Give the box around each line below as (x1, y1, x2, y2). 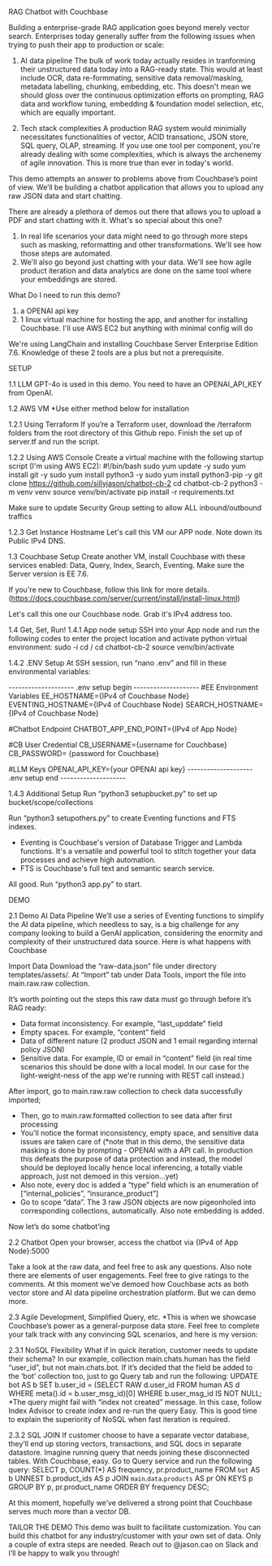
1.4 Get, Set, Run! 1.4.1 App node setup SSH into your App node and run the (8, 625, 260, 634)
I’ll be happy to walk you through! (8, 1548, 120, 1558)
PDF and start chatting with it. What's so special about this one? (8, 216, 222, 225)
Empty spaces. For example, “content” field (19, 1027, 166, 1037)
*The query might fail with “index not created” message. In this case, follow (8, 1398, 262, 1406)
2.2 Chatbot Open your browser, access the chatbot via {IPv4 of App (8, 1237, 239, 1247)
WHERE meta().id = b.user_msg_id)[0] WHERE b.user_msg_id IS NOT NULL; (8, 1389, 262, 1398)
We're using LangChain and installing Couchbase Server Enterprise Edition (8, 339, 258, 348)
